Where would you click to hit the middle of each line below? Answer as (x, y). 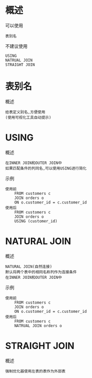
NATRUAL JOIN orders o (38, 326)
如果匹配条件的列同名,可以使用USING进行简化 (46, 168)
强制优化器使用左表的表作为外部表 (35, 371)
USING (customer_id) (36, 221)
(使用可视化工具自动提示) (28, 118)
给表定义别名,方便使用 (25, 112)
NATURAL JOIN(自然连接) (29, 267)
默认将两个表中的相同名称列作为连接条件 (41, 272)
